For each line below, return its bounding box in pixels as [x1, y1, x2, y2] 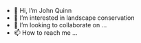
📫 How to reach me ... [13, 29, 78, 37]
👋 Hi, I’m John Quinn [13, 7, 72, 14]
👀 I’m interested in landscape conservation [13, 14, 135, 22]
